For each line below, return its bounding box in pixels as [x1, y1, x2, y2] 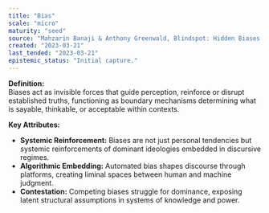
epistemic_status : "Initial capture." [8, 57, 138, 65]
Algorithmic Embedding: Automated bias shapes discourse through [19, 161, 247, 170]
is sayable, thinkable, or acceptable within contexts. [8, 104, 180, 113]
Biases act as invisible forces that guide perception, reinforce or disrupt [8, 87, 245, 96]
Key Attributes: [8, 120, 60, 129]
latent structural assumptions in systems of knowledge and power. [19, 195, 240, 205]
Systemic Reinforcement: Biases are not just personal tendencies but [19, 135, 252, 145]
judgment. [19, 178, 54, 187]
